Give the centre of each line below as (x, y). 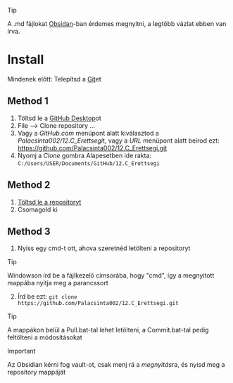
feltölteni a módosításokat (45, 337)
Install (26, 60)
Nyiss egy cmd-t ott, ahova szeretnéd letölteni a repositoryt (104, 248)
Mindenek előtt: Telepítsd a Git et (54, 79)
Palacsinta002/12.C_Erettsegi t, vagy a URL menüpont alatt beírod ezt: (118, 141)
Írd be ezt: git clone (47, 297)
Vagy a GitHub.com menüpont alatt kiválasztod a (88, 133)
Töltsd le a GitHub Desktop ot (59, 118)
